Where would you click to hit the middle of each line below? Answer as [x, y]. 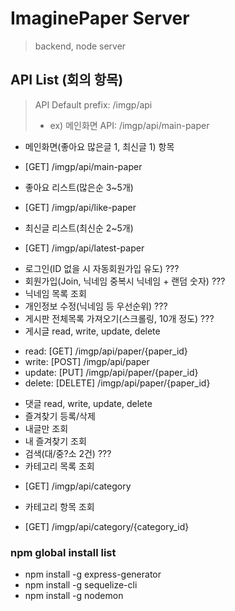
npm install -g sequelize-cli [81, 585]
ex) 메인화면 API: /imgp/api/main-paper [129, 125]
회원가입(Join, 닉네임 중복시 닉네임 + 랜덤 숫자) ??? [125, 281]
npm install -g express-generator [93, 574]
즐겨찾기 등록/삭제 [60, 416]
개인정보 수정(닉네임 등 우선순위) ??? [96, 306]
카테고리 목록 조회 [59, 466]
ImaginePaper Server [100, 18]
